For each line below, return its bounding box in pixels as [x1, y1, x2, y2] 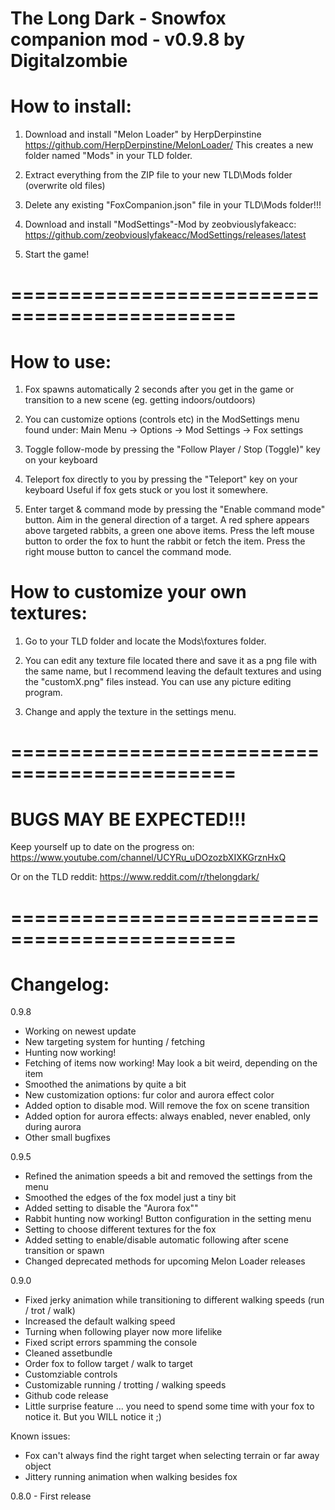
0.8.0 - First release [10, 1490, 92, 1502]
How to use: [10, 350, 112, 373]
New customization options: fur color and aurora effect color [24, 1089, 275, 1101]
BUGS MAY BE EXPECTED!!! [10, 808, 247, 831]
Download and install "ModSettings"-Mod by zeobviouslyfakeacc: [24, 218, 297, 231]
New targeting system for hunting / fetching [24, 1036, 206, 1048]
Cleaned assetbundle [24, 1347, 113, 1359]
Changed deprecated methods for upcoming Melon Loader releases [24, 1255, 306, 1267]
